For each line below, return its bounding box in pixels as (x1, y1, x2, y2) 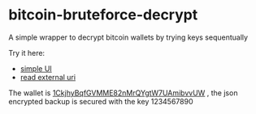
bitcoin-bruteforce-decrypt (8, 6, 198, 24)
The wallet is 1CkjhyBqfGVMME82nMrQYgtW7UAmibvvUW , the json (8, 87, 238, 98)
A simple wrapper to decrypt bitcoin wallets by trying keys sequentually (8, 32, 249, 42)
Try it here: (8, 48, 46, 57)
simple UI (20, 63, 53, 74)
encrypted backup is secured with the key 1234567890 (8, 96, 193, 106)
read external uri (20, 72, 76, 82)
